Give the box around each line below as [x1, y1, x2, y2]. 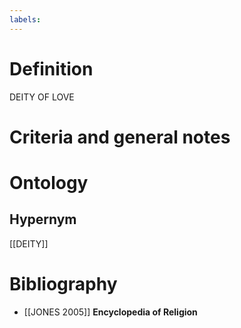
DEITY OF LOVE [9, 91, 75, 103]
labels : [9, 14, 42, 25]
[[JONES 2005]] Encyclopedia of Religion [23, 306, 198, 318]
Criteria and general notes [9, 126, 231, 148]
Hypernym [9, 211, 77, 228]
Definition [9, 57, 94, 80]
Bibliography [9, 272, 118, 295]
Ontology [9, 171, 89, 194]
